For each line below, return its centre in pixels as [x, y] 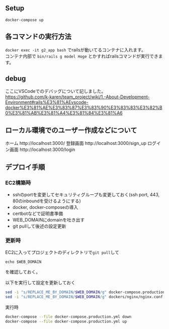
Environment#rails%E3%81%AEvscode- [47, 102]
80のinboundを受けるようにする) [47, 201]
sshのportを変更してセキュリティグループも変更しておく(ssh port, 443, [86, 194]
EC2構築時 [18, 183]
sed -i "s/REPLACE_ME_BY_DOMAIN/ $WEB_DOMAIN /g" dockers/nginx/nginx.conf [84, 297]
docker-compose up [24, 20]
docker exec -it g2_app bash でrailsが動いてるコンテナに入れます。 [75, 49]
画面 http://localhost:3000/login [42, 150]
